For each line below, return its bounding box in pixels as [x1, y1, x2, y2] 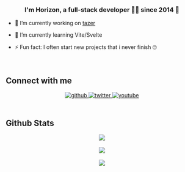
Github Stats [5, 118, 54, 128]
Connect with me [5, 75, 73, 86]
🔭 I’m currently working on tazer [14, 20, 96, 27]
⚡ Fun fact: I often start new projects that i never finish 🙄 [14, 43, 157, 51]
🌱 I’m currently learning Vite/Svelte [14, 31, 103, 39]
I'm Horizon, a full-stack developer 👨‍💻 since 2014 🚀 [24, 6, 180, 14]
